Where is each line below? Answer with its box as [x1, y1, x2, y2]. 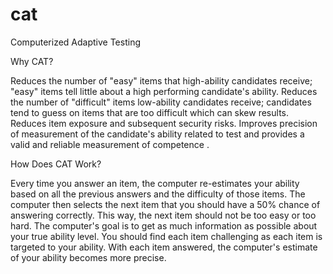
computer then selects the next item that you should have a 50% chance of [10, 198, 321, 210]
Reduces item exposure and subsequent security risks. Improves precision [10, 117, 318, 129]
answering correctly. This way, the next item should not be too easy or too [10, 209, 317, 221]
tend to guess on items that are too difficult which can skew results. [10, 106, 289, 118]
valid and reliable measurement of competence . [10, 138, 210, 150]
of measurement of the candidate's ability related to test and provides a [10, 128, 305, 140]
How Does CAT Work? [10, 158, 102, 170]
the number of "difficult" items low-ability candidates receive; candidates [10, 96, 312, 108]
